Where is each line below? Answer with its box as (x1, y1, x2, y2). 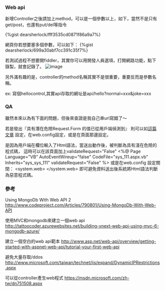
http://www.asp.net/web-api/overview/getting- (61, 238, 156, 244)
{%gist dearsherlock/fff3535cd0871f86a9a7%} (5, 31, 101, 38)
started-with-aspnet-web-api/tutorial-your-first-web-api (5, 244, 120, 250)
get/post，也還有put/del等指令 (5, 22, 67, 28)
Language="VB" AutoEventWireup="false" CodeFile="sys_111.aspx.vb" (5, 154, 149, 160)
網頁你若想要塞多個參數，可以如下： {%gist (5, 42, 94, 48)
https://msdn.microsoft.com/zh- (64, 275, 130, 281)
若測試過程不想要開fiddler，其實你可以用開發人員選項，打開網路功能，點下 (5, 58, 157, 63)
